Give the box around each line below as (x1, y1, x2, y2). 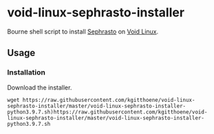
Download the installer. (7, 83, 72, 92)
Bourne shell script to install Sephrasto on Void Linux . (7, 27, 159, 36)
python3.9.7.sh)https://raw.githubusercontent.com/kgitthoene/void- (7, 108, 208, 116)
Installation (7, 68, 46, 77)
